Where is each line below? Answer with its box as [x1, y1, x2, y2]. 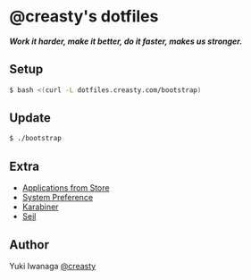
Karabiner [21, 201, 59, 212]
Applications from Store [21, 182, 110, 193]
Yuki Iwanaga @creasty [9, 260, 96, 271]
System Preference [21, 192, 94, 203]
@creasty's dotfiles [9, 6, 159, 27]
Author [9, 237, 49, 252]
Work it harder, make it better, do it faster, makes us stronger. [9, 36, 243, 47]
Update [9, 110, 52, 126]
